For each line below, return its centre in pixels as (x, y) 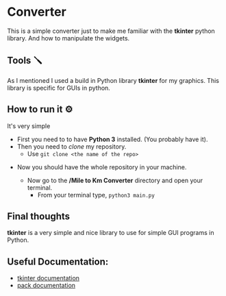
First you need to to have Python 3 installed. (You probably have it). (112, 139)
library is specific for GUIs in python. (59, 88)
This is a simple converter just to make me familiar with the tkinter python (111, 31)
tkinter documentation (48, 278)
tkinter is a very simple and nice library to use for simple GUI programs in (111, 233)
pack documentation (46, 286)
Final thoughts (39, 216)
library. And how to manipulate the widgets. (68, 38)
